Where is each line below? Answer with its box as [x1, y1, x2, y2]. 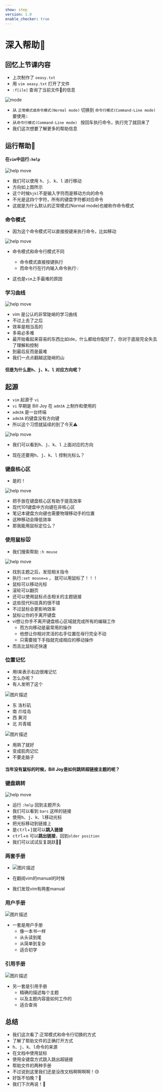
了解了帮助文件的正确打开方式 [12, 1038, 73, 1044]
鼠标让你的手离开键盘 [12, 612, 56, 618]
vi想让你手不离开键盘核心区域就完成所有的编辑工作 [12, 618, 116, 624]
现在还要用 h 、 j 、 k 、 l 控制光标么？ [12, 452, 85, 458]
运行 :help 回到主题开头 [12, 802, 61, 808]
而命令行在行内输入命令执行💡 [19, 265, 80, 271]
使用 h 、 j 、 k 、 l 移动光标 [12, 814, 62, 820]
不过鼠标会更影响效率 [12, 606, 56, 612]
